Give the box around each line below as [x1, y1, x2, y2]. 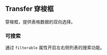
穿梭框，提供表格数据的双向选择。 [5, 19, 75, 25]
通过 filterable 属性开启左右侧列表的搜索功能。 [5, 45, 105, 51]
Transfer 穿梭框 [5, 4, 54, 13]
